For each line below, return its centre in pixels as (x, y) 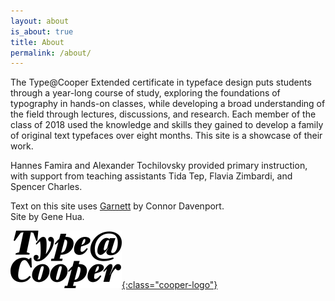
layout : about (40, 21)
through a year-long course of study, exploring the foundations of (145, 93)
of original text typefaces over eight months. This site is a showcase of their (166, 136)
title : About (37, 42)
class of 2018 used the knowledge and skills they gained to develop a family (167, 125)
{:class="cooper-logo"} (169, 285)
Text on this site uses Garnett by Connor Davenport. (117, 206)
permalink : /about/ (51, 53)
